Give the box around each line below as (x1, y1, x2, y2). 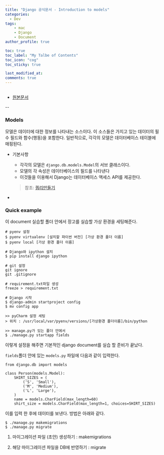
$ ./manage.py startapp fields (5, 333, 70, 338)
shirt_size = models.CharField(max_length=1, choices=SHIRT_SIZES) (14, 401, 156, 406)
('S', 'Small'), (23, 379, 56, 384)
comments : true (5, 76, 37, 80)
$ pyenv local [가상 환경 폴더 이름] (5, 240, 75, 245)
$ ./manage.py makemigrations (5, 420, 68, 425)
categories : (5, 12, 30, 17)
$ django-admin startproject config (5, 300, 81, 304)
